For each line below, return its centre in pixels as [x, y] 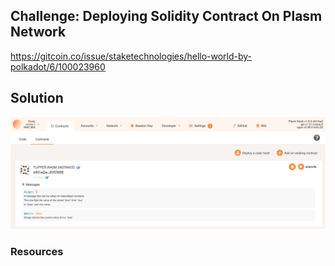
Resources [37, 252]
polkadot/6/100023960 [58, 66]
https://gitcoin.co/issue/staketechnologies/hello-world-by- [131, 56]
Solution [37, 98]
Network [38, 32]
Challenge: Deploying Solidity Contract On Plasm [166, 16]
